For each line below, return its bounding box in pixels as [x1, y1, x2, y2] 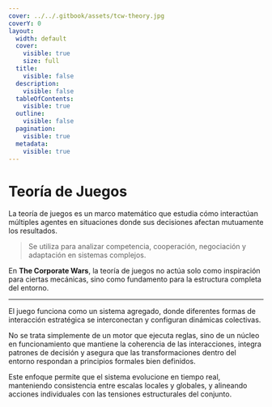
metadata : [15, 139, 49, 148]
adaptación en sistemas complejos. [28, 250, 147, 260]
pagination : [15, 125, 57, 133]
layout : [8, 27, 35, 35]
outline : [15, 110, 45, 118]
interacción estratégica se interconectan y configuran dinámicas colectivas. [8, 315, 261, 324]
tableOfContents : [15, 95, 74, 103]
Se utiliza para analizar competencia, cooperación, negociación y [28, 242, 247, 252]
